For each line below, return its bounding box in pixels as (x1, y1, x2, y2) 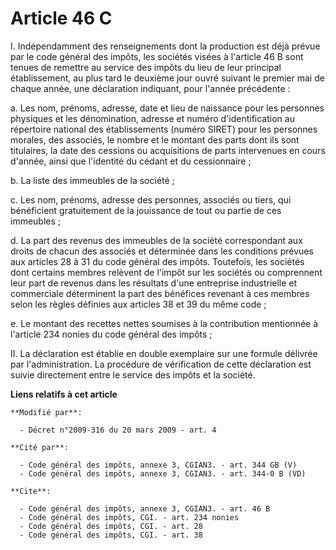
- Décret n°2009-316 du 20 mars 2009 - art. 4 (19, 425, 217, 435)
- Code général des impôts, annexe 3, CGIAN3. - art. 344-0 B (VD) (19, 468, 307, 479)
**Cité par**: (10, 442, 70, 452)
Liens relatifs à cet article (10, 388, 118, 400)
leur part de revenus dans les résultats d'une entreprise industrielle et (10, 277, 298, 289)
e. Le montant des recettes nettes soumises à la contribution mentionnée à (10, 317, 319, 329)
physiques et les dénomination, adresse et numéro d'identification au (10, 112, 295, 124)
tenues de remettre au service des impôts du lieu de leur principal (10, 61, 282, 73)
